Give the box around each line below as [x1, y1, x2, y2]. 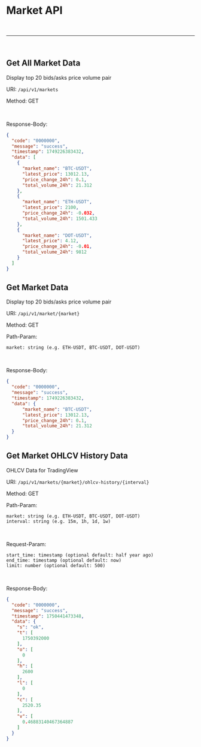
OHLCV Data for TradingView [6, 466, 78, 474]
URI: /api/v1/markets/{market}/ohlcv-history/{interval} [6, 478, 150, 486]
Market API [6, 4, 63, 17]
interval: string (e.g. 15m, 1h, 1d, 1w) [6, 518, 111, 525]
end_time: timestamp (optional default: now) [6, 557, 121, 564]
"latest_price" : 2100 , [22, 204, 79, 210]
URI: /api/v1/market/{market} [6, 310, 80, 317]
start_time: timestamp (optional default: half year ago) [6, 552, 154, 558]
